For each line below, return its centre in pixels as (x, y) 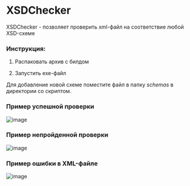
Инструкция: (26, 48)
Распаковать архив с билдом (52, 62)
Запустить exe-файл (40, 73)
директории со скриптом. (39, 91)
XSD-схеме (21, 33)
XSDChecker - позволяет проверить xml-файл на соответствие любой (95, 27)
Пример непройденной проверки (57, 135)
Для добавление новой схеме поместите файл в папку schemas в (90, 85)
